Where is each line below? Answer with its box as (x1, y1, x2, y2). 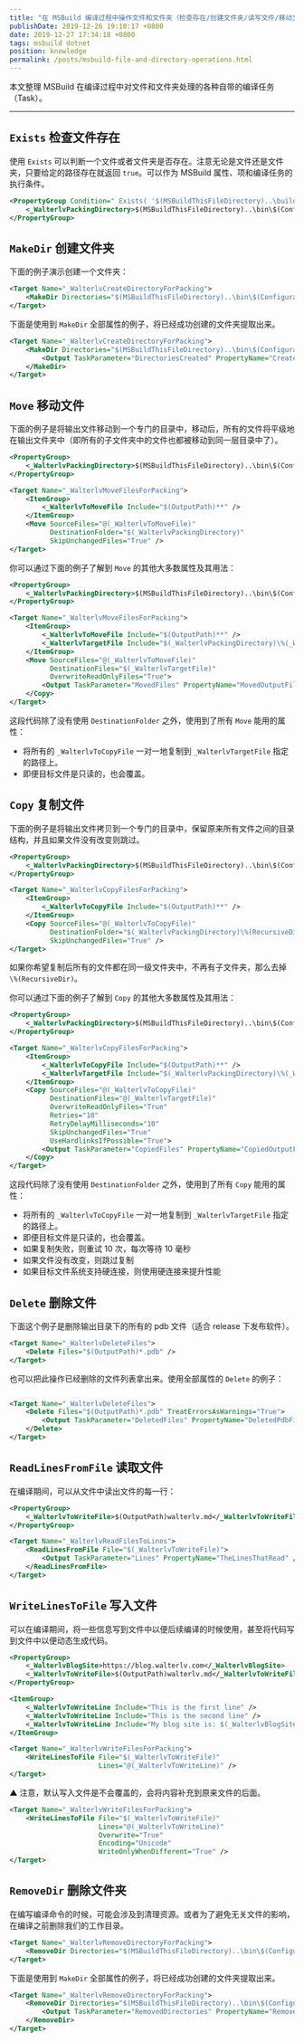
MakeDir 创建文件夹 (9, 241, 115, 256)
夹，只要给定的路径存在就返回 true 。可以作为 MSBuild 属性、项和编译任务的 (9, 166, 293, 177)
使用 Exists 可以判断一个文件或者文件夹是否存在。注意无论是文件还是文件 (9, 156, 284, 166)
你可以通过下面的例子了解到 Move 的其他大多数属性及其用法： (9, 562, 237, 573)
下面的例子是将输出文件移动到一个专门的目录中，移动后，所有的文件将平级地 (9, 423, 295, 434)
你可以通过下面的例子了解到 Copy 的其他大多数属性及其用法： (9, 993, 237, 1003)
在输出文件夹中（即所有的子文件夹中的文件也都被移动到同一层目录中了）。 (9, 435, 283, 446)
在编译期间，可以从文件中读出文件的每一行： (9, 1486, 176, 1496)
